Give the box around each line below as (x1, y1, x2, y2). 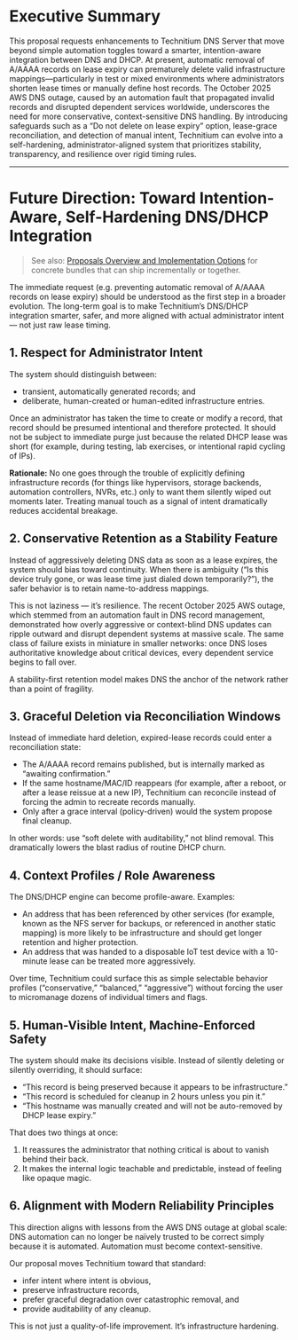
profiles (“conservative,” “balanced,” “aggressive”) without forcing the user (9, 982, 284, 993)
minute (21, 956, 48, 966)
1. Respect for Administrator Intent (9, 345, 203, 360)
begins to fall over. (9, 657, 77, 667)
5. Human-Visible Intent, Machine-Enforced (9, 1018, 255, 1033)
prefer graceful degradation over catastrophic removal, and (21, 1294, 239, 1305)
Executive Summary (9, 6, 161, 27)
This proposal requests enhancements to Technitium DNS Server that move (9, 35, 286, 46)
